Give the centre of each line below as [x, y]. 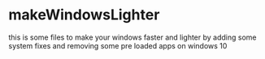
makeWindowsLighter [84, 15]
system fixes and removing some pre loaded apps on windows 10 [118, 45]
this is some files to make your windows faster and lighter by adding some [132, 37]
